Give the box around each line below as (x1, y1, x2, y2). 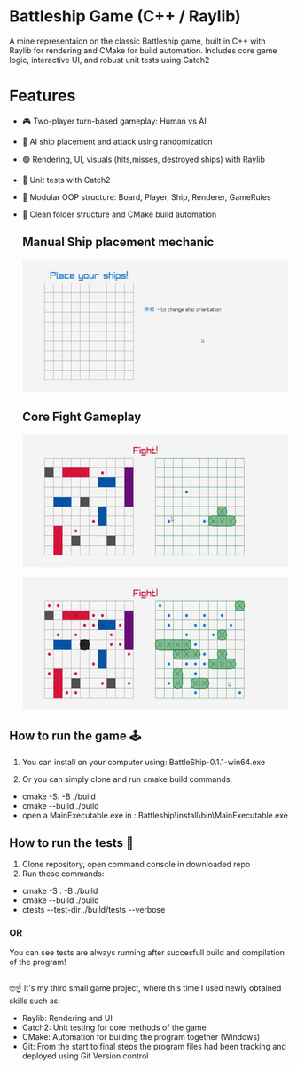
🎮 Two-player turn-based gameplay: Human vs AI (21, 116, 207, 126)
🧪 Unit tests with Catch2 (21, 174, 111, 185)
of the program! (9, 956, 66, 967)
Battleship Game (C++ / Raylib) (9, 6, 241, 27)
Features (9, 86, 76, 106)
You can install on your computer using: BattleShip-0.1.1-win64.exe (21, 756, 266, 767)
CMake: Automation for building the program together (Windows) (21, 1032, 261, 1042)
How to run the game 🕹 (9, 729, 142, 744)
